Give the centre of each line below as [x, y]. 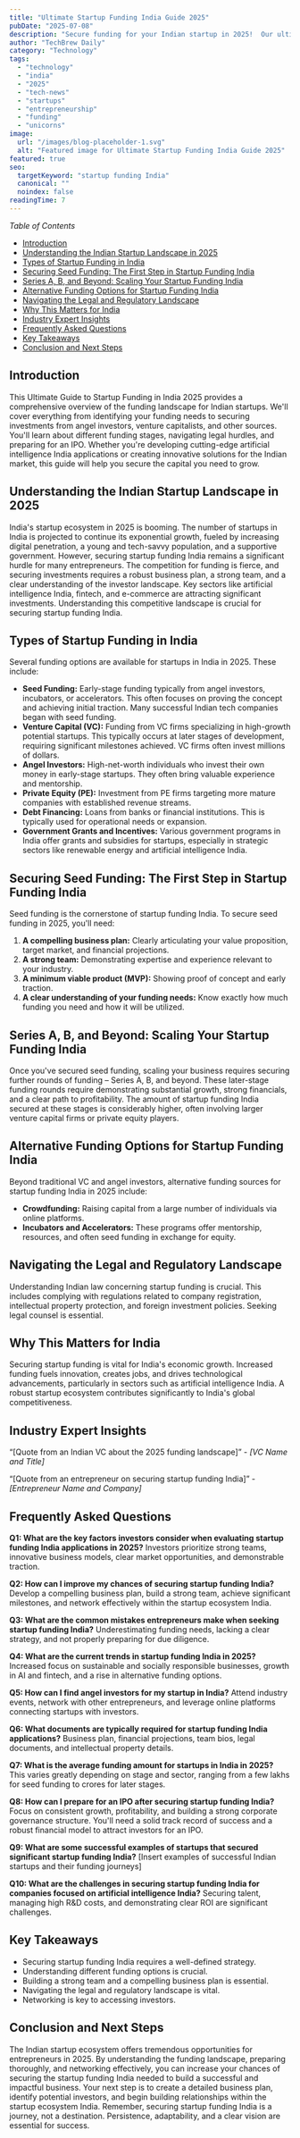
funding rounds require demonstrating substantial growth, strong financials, [148, 1089]
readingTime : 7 [37, 201]
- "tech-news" [43, 92]
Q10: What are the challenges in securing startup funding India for [135, 1883]
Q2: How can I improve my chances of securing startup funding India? [142, 1584]
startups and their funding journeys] [75, 1866]
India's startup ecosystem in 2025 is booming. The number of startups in [143, 527]
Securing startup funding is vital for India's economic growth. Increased [142, 1364]
